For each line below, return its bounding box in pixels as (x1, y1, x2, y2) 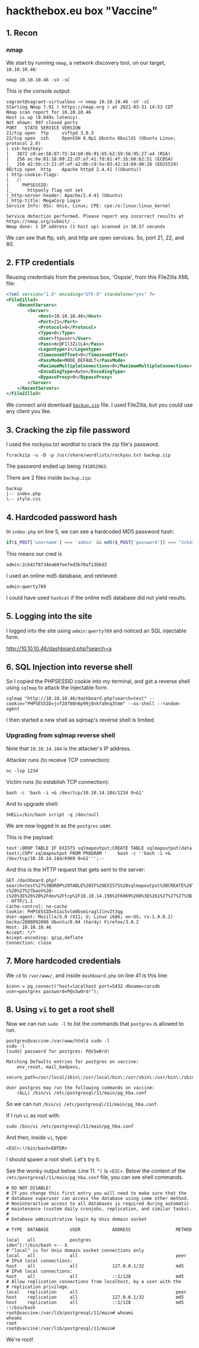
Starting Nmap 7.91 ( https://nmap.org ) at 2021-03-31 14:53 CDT (6, 104, 174, 110)
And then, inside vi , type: (6, 1134, 68, 1141)
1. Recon (6, 28, 38, 38)
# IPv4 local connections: (6, 1258, 73, 1264)
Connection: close (6, 940, 52, 946)
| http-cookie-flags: (6, 171, 60, 178)
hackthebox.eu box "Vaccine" (6, 4, 158, 18)
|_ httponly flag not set (6, 187, 84, 193)
